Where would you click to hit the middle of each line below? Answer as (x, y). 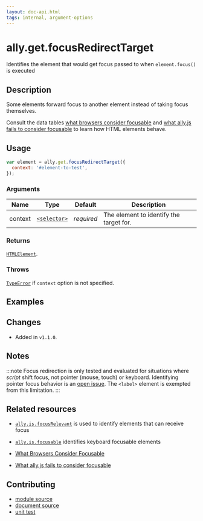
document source (37, 506)
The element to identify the (142, 215)
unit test (25, 512)
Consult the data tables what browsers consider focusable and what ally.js (99, 123)
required (85, 218)
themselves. (21, 111)
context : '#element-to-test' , (50, 167)
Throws (18, 269)
